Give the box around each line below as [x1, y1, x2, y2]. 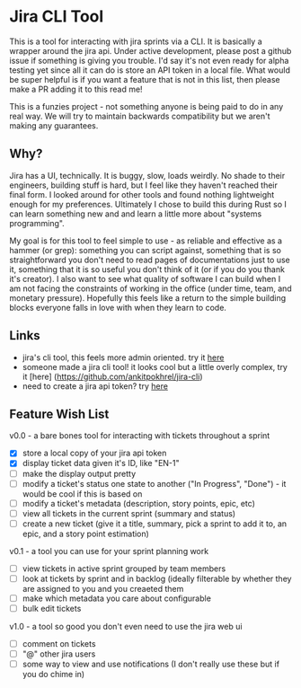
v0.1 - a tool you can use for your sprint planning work [9, 545, 209, 556]
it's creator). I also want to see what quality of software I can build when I [9, 273, 281, 284]
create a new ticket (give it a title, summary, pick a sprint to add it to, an [22, 518, 288, 529]
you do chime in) [22, 669, 85, 680]
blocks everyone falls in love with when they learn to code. [9, 302, 227, 313]
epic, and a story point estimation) [22, 528, 150, 539]
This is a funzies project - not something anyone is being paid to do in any [9, 101, 284, 111]
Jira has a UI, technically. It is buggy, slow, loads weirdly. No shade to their [9, 170, 286, 181]
